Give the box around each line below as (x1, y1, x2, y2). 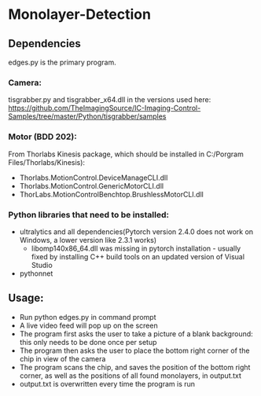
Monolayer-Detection (8, 5, 152, 24)
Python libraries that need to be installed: (8, 209, 169, 220)
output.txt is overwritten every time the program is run (19, 379, 195, 388)
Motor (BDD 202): (8, 131, 77, 142)
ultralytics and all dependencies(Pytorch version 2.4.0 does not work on (19, 226, 254, 236)
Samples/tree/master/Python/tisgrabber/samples (8, 112, 167, 121)
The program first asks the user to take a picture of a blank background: (19, 328, 253, 339)
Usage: (8, 291, 45, 305)
